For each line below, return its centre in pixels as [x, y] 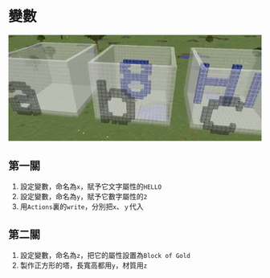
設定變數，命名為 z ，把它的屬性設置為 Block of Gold [105, 256]
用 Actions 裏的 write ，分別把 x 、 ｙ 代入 [82, 206]
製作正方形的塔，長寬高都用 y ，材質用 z [84, 265]
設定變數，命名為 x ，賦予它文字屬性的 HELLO [91, 186]
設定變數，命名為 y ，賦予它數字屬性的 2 [84, 197]
